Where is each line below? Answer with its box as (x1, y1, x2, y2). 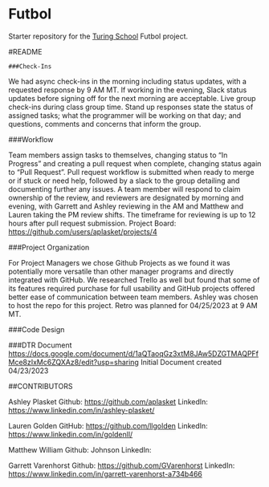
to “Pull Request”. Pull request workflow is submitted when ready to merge (8, 167, 255, 177)
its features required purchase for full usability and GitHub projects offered (8, 283, 255, 293)
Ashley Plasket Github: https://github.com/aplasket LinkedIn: (8, 396, 209, 406)
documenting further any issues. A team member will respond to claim (8, 184, 241, 193)
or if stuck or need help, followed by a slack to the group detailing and (8, 176, 240, 185)
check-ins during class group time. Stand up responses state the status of (8, 102, 254, 112)
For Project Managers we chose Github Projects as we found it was (8, 258, 230, 267)
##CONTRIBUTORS (8, 381, 73, 391)
